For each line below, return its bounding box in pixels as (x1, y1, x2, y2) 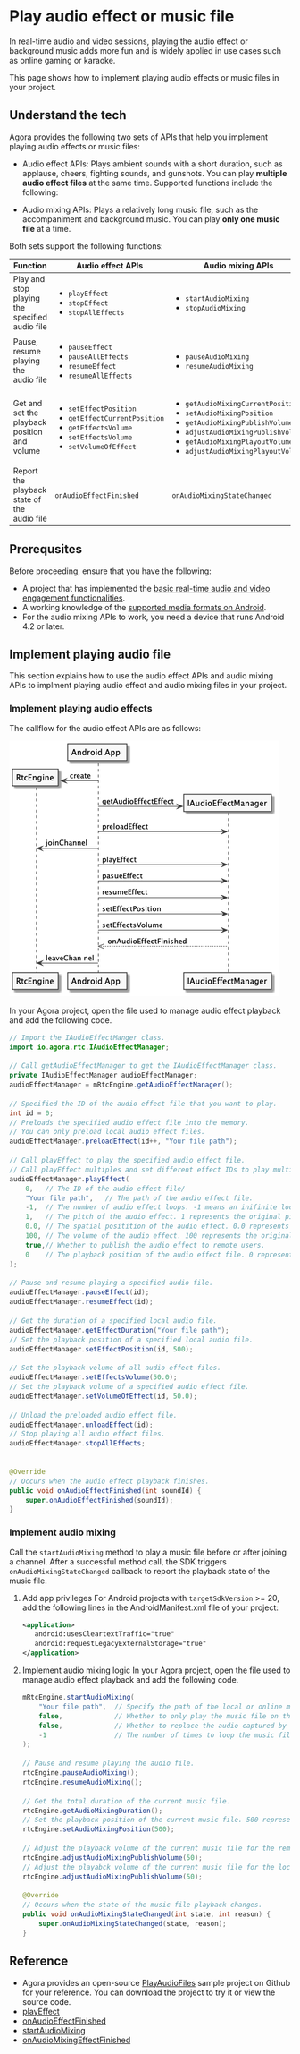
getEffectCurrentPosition (68, 413, 165, 422)
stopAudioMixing (185, 303, 246, 312)
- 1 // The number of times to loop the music (38, 1730, 275, 1740)
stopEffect (68, 299, 109, 308)
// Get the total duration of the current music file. (21, 1796, 231, 1805)
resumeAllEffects (68, 371, 133, 380)
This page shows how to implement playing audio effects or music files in (9, 72, 279, 82)
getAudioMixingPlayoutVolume (185, 438, 294, 447)
